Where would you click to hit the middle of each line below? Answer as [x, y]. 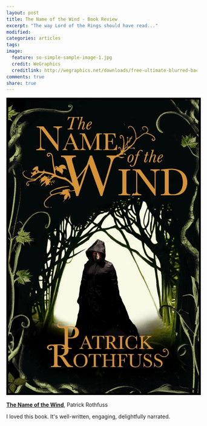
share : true [21, 83]
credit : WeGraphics [36, 64]
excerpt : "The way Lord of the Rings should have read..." [82, 25]
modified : [19, 32]
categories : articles [34, 38]
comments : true [25, 77]
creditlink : [27, 70]
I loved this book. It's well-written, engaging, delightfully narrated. [88, 417]
